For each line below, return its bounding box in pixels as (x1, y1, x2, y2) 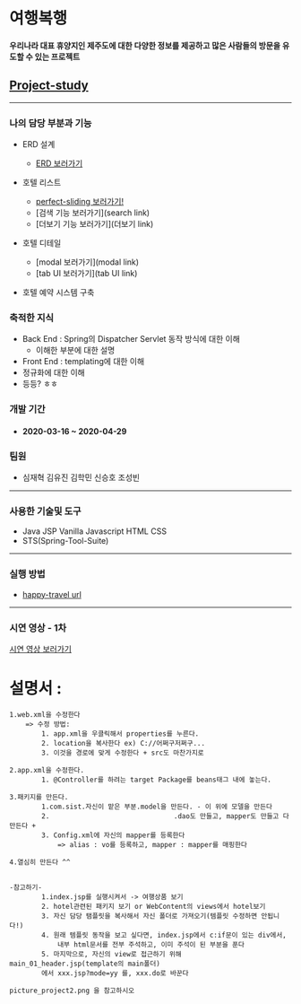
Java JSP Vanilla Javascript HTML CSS (21, 526, 168, 537)
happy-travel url (21, 589, 82, 599)
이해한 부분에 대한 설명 (35, 345, 116, 355)
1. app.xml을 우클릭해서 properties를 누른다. (41, 729, 200, 738)
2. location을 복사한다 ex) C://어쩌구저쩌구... (41, 738, 206, 747)
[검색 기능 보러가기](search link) (35, 207, 150, 218)
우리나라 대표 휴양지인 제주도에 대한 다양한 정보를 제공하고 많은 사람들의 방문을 (9, 39, 280, 50)
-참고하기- (9, 883, 43, 892)
